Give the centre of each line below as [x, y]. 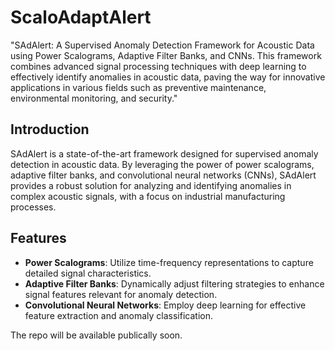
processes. [33, 207]
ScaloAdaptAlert [81, 17]
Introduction [50, 129]
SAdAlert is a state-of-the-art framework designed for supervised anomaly [164, 153]
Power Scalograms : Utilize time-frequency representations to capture [169, 262]
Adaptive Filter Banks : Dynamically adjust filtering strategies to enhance [174, 283]
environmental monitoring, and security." [94, 98]
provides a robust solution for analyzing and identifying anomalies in [151, 185]
